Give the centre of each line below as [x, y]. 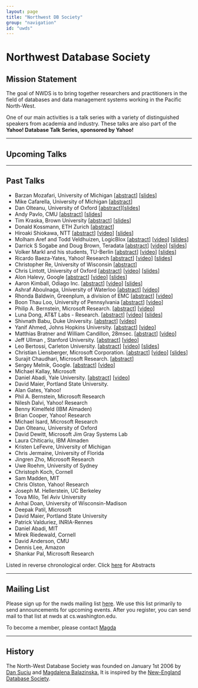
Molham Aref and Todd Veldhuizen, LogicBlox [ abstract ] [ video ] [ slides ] [102, 239]
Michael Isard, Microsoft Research [56, 421]
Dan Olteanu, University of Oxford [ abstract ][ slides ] [77, 208]
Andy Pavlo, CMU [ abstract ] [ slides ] [58, 214]
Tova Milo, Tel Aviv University [50, 497]
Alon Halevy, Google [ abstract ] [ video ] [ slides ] [71, 277]
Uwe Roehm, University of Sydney [56, 466]
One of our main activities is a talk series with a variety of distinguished [93, 117]
